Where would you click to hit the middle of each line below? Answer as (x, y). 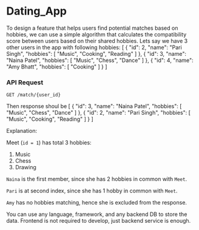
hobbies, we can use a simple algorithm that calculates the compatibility (96, 34)
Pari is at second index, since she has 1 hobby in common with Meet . (92, 191)
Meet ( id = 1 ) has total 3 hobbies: (49, 143)
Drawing (25, 167)
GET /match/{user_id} (34, 95)
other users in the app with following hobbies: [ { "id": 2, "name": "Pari (94, 47)
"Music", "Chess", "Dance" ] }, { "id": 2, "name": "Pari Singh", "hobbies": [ (99, 113)
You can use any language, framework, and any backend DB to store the (97, 214)
